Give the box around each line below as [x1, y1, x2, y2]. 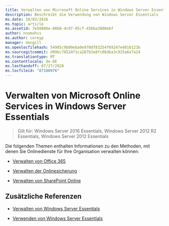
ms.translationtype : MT [5, 54, 55, 59]
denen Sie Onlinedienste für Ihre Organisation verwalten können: [5, 148, 139, 154]
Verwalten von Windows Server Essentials [12, 205, 101, 211]
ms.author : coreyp [5, 36, 44, 41]
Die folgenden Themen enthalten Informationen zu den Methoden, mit [5, 143, 150, 149]
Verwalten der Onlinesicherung [12, 168, 77, 174]
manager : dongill [5, 40, 42, 45]
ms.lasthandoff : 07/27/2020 [5, 63, 64, 68]
